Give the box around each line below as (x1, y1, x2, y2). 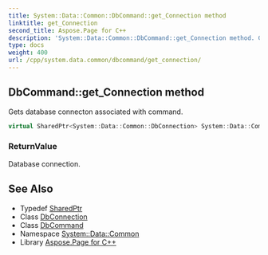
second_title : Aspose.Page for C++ (8, 26, 127, 34)
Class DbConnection (19, 212, 88, 222)
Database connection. (8, 159, 81, 168)
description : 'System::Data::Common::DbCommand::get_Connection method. (8, 33, 255, 42)
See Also (8, 182, 53, 196)
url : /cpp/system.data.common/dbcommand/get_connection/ (8, 57, 202, 65)
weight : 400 (8, 49, 48, 57)
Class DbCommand (19, 220, 84, 229)
